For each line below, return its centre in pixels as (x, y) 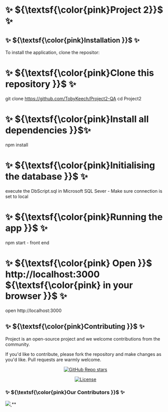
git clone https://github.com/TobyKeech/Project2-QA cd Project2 (73, 98)
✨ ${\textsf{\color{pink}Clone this (80, 73)
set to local (17, 196)
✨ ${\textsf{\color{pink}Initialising (80, 165)
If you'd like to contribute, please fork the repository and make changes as (83, 354)
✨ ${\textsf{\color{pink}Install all (77, 119)
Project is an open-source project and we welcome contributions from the (83, 339)
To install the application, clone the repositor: (53, 52)
